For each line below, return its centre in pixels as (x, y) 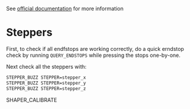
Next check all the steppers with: (47, 66)
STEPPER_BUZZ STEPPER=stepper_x (46, 77)
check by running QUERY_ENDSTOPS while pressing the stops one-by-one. (94, 55)
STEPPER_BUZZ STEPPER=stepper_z (46, 88)
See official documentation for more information (65, 9)
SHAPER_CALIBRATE (32, 100)
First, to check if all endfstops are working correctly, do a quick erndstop (95, 49)
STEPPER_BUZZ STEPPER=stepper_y (46, 83)
